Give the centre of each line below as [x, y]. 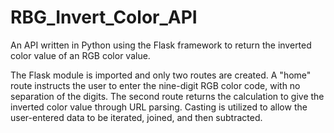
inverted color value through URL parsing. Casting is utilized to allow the [159, 107]
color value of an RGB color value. [80, 55]
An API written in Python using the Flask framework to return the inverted [161, 45]
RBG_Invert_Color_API [104, 17]
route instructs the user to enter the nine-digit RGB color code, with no [155, 85]
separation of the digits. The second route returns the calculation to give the [167, 96]
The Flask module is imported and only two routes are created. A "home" [161, 75]
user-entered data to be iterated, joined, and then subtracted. [136, 117]
